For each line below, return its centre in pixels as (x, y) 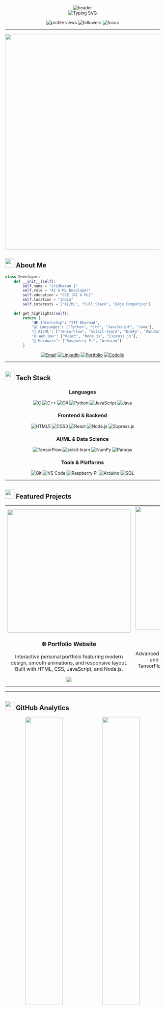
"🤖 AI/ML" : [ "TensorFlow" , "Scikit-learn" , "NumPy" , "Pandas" (96, 332)
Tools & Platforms (82, 462)
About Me (31, 265)
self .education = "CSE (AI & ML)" (58, 295)
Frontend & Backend (82, 416)
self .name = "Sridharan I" (50, 286)
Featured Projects (43, 496)
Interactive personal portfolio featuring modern (69, 657)
